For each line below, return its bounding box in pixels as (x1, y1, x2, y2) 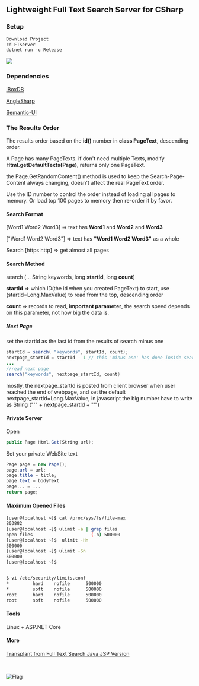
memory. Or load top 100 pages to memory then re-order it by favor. (6, 197, 172, 204)
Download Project (6, 36, 49, 42)
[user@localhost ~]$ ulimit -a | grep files (6, 526, 118, 532)
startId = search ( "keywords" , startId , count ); (6, 349, 129, 355)
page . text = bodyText (6, 478, 60, 484)
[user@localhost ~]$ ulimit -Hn (6, 537, 89, 543)
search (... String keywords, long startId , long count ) (6, 273, 135, 281)
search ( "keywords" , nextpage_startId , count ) (6, 371, 120, 377)
